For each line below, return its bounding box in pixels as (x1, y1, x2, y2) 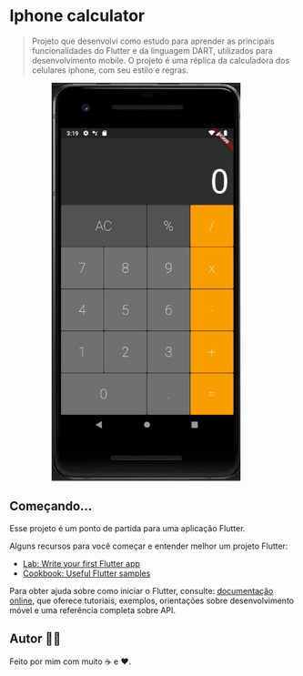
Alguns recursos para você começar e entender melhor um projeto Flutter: (9, 540, 288, 551)
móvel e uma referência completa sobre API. (9, 604, 176, 615)
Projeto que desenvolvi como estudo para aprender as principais (31, 35, 275, 46)
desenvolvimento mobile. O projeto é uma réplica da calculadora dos (31, 55, 290, 66)
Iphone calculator (9, 5, 146, 26)
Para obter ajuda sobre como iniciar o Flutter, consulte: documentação (9, 585, 274, 596)
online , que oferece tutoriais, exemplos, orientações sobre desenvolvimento (9, 595, 294, 606)
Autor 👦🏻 (9, 631, 62, 647)
